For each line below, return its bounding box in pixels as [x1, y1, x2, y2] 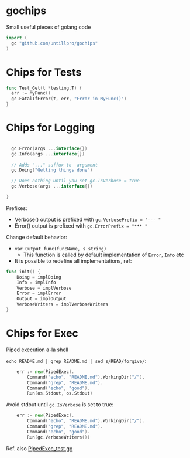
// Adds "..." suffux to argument [11, 162, 98, 168]
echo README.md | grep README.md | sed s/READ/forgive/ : [6, 357, 147, 364]
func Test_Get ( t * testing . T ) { [6, 85, 82, 91]
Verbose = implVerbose [16, 285, 72, 291]
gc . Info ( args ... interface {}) [11, 151, 85, 157]
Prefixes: [6, 204, 27, 212]
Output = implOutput [16, 296, 67, 302]
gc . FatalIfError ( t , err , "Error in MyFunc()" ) [11, 96, 127, 102]
